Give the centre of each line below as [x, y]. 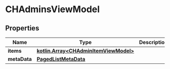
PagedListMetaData [61, 59]
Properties [22, 28]
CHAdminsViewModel [53, 9]
